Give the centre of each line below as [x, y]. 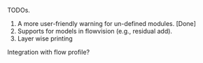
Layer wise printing [45, 38]
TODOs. [19, 10]
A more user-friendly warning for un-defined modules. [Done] [106, 23]
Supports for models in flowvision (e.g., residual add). [95, 31]
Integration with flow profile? [48, 52]
